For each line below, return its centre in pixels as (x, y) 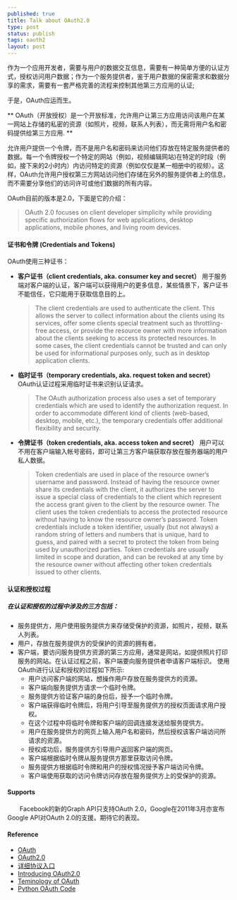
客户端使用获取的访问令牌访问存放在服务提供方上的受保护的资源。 (124, 775)
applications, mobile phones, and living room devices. (103, 227)
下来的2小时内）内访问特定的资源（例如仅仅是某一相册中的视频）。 (122, 166)
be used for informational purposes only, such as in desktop (122, 353)
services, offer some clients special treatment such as (114, 323)
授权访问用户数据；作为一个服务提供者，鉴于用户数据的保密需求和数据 (121, 76)
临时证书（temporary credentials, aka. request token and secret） (116, 376)
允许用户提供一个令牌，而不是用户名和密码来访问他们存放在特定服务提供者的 (119, 148)
